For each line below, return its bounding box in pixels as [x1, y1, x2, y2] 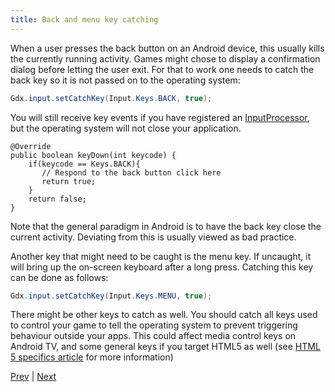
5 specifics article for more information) [10, 351, 174, 363]
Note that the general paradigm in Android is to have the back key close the [10, 220, 322, 232]
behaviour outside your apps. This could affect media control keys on [10, 330, 297, 342]
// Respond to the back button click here [41, 167, 222, 178]
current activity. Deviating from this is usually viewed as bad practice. [10, 231, 297, 243]
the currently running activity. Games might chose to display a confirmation [10, 52, 321, 65]
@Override [10, 141, 52, 151]
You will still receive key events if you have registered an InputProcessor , [10, 111, 310, 123]
